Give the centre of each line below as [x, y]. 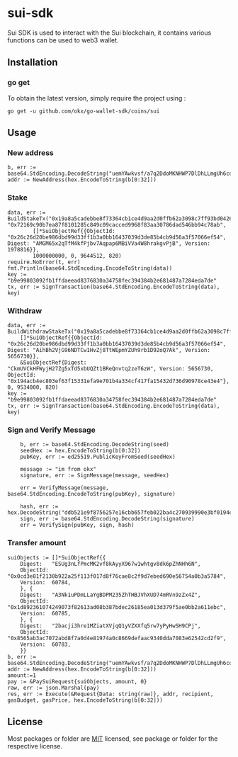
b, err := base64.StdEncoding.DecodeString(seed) [95, 445]
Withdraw [25, 311]
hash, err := [39, 507]
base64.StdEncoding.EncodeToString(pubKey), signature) [91, 494]
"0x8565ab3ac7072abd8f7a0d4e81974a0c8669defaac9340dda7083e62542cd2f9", [117, 638]
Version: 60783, [46, 644]
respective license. [35, 746]
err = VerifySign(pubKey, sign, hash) [77, 525]
